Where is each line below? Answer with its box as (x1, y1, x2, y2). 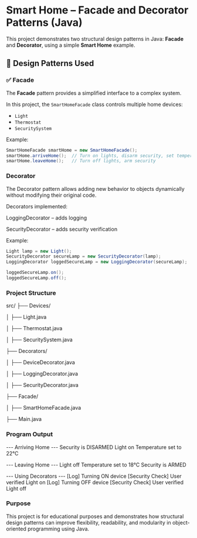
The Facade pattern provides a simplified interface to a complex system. (6, 89, 182, 97)
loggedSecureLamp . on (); (6, 270, 64, 276)
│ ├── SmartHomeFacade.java (6, 405, 81, 412)
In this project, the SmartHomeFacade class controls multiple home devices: (6, 101, 183, 108)
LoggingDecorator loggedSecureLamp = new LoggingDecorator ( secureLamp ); (6, 259, 188, 265)
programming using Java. (27, 525, 90, 532)
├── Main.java (6, 416, 42, 423)
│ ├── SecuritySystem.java (6, 336, 73, 343)
